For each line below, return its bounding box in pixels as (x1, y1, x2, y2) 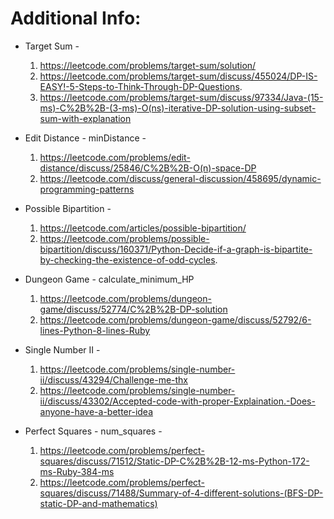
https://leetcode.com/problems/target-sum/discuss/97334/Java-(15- (39, 91, 324, 103)
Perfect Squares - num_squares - (24, 425, 163, 437)
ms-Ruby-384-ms (39, 465, 115, 477)
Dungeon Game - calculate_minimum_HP (24, 273, 195, 285)
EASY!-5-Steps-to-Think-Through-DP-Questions (39, 80, 240, 92)
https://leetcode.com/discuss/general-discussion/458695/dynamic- (39, 172, 322, 184)
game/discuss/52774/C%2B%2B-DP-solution (39, 303, 228, 315)
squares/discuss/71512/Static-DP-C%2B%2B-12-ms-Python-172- (39, 455, 310, 467)
